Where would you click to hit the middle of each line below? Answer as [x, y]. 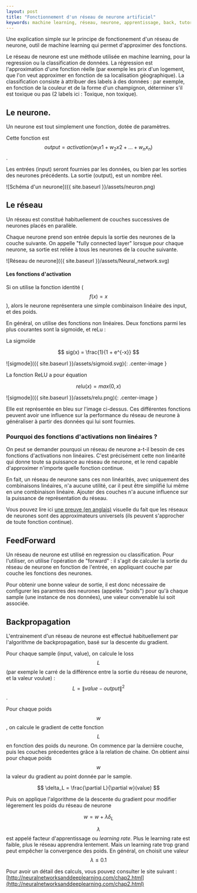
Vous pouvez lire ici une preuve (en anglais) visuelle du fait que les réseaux [97, 510]
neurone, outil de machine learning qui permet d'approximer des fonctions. [97, 45]
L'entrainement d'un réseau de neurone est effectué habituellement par [92, 636]
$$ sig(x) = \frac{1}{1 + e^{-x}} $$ [98, 352]
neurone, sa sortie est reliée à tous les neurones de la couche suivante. [92, 249]
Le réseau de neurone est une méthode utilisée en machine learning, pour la [98, 57]
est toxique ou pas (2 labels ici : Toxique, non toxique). [72, 94]
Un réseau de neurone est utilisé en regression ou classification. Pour [90, 554]
